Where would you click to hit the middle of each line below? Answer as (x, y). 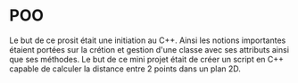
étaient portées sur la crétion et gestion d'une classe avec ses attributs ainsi (149, 49)
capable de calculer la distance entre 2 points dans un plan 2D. (125, 69)
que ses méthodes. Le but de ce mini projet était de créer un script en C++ (146, 59)
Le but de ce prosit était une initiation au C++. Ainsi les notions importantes (148, 40)
